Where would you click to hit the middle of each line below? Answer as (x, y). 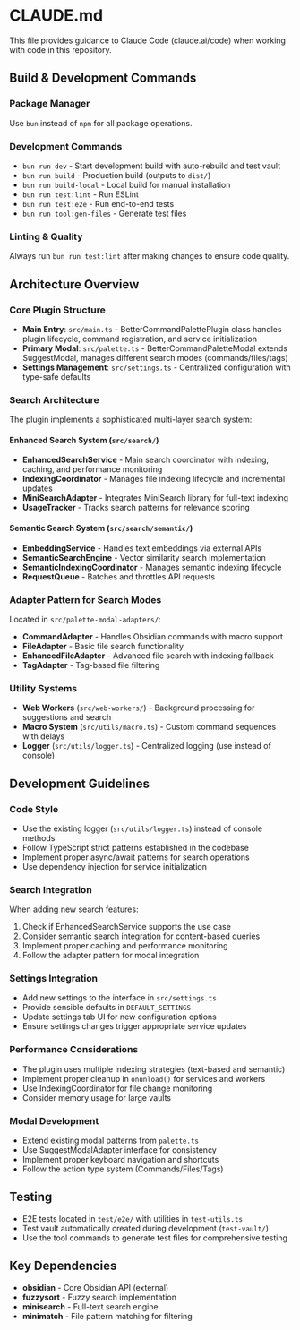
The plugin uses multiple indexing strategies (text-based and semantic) (154, 1069)
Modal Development (54, 1120)
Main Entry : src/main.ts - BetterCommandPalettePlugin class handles (152, 329)
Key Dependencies (63, 1266)
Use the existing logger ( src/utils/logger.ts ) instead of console (142, 828)
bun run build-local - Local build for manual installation (126, 184)
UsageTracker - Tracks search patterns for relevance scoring (136, 508)
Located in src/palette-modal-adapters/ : (85, 619)
